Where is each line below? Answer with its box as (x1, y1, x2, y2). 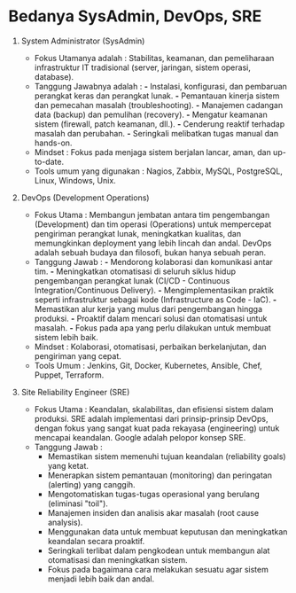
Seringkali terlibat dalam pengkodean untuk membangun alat (47, 545, 270, 556)
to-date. (34, 156, 64, 167)
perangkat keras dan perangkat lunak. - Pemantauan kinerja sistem (34, 90, 280, 101)
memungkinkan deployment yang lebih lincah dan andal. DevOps (34, 238, 272, 248)
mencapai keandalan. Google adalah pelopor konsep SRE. (34, 432, 246, 442)
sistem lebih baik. (34, 332, 98, 342)
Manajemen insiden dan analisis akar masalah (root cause (47, 507, 259, 518)
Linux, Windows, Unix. (34, 175, 116, 185)
